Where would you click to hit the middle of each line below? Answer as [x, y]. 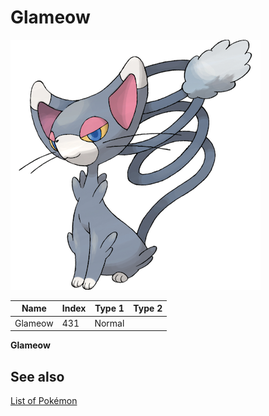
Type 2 [148, 308]
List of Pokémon [44, 400]
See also [37, 376]
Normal [109, 323]
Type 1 [109, 308]
